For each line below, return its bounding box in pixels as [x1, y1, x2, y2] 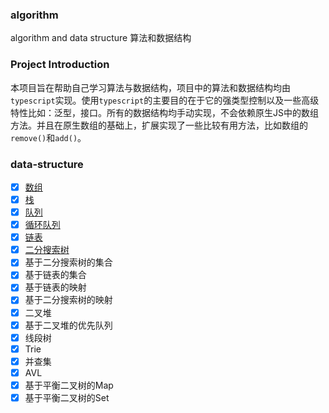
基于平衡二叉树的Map [24, 379, 114, 391]
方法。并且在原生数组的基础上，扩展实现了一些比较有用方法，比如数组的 [10, 119, 308, 131]
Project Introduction [10, 58, 110, 72]
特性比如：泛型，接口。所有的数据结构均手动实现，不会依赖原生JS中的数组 [10, 106, 319, 118]
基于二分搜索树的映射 [24, 294, 113, 306]
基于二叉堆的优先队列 [24, 319, 113, 331]
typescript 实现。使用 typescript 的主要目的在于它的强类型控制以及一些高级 [10, 94, 320, 106]
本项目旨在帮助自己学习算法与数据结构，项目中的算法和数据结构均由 [10, 81, 291, 93]
